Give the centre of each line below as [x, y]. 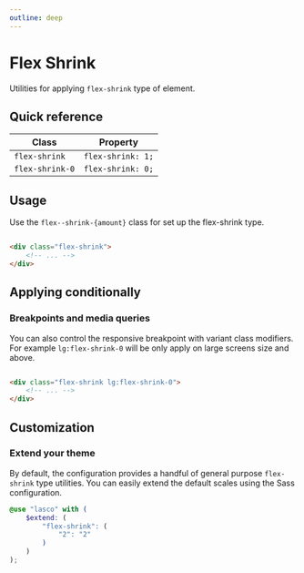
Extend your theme [52, 454]
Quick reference [56, 116]
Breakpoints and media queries [80, 318]
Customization [52, 428]
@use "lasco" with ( [49, 509]
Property [119, 142]
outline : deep [36, 18]
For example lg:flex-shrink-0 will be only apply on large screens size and [149, 348]
